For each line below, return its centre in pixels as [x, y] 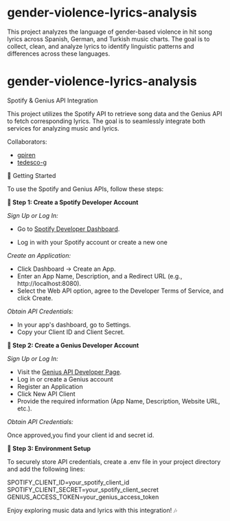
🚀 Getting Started [32, 175]
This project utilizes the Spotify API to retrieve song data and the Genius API [115, 113]
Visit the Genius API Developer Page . [69, 372]
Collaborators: [27, 142]
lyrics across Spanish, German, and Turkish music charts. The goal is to [108, 38]
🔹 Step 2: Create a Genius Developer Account [73, 345]
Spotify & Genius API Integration [53, 100]
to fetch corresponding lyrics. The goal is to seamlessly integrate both [106, 121]
